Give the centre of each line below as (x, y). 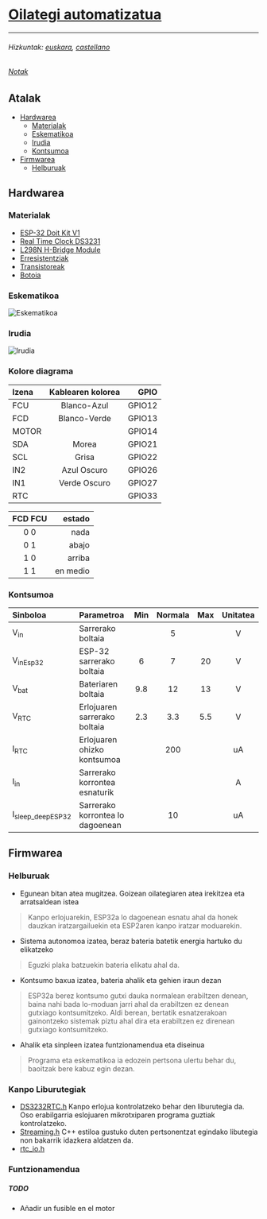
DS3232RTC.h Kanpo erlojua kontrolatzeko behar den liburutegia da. (132, 1107)
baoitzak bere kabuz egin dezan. (81, 1068)
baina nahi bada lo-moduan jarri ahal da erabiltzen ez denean (128, 1004)
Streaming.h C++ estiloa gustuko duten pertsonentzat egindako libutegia (139, 1132)
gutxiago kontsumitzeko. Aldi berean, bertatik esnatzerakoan (127, 1012)
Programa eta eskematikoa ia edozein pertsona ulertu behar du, (132, 1060)
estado (76, 518)
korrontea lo (102, 815)
